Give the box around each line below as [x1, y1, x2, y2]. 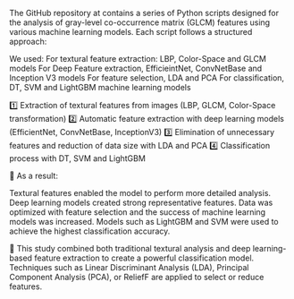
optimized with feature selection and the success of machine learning [9, 207, 266, 218]
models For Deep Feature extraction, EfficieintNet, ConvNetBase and [9, 63, 263, 73]
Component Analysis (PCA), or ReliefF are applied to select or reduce [9, 272, 265, 282]
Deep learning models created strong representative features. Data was [9, 197, 273, 208]
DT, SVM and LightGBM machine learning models [9, 82, 191, 92]
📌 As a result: [9, 170, 58, 181]
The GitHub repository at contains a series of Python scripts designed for [9, 8, 280, 18]
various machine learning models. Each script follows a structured [9, 27, 253, 37]
